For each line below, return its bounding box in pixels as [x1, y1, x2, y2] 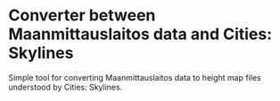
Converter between [8, 5, 156, 26]
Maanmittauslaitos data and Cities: [8, 24, 273, 44]
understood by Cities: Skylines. [8, 82, 123, 92]
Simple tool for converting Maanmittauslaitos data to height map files [8, 72, 261, 82]
